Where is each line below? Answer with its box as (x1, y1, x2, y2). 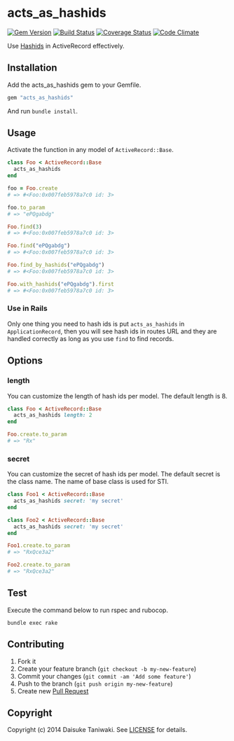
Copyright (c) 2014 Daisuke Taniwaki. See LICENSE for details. (7, 726, 188, 734)
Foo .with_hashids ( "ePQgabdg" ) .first (7, 280, 114, 288)
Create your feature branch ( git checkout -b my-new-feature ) (17, 664, 197, 673)
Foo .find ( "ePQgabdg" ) (7, 242, 71, 249)
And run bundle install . (7, 106, 78, 115)
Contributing (7, 639, 64, 651)
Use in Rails (7, 303, 48, 313)
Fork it (17, 657, 36, 665)
